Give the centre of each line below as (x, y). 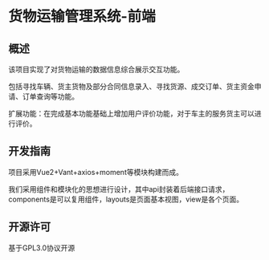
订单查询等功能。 (50, 96)
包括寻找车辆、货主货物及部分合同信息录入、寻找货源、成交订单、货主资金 (131, 86)
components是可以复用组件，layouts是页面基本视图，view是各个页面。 (126, 199)
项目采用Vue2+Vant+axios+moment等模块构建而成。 (96, 172)
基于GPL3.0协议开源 (42, 248)
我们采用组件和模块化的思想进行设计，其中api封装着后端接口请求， (119, 189)
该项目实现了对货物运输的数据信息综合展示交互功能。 (96, 69)
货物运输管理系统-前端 (82, 16)
